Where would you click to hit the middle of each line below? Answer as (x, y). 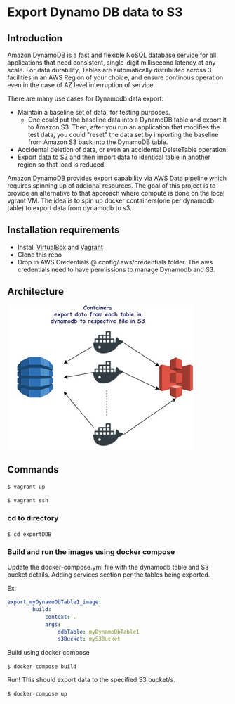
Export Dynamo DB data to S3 (95, 12)
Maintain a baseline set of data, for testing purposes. (94, 112)
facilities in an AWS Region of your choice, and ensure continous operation (115, 77)
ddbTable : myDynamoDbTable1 (98, 632)
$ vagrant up (26, 487)
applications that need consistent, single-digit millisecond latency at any (112, 63)
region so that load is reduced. (62, 165)
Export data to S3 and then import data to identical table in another (114, 157)
